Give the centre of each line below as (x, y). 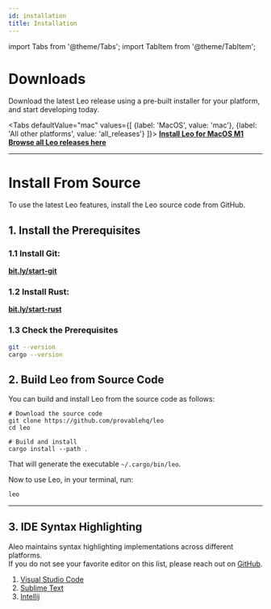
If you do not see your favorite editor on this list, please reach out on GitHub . (135, 563)
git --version (32, 347)
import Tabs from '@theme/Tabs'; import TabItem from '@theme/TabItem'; (132, 46)
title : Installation (43, 23)
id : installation (38, 16)
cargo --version (35, 355)
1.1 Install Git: (34, 253)
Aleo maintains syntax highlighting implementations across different (121, 546)
